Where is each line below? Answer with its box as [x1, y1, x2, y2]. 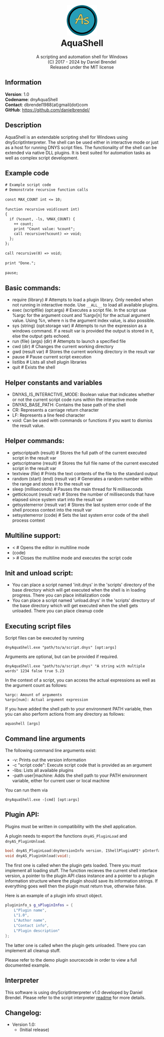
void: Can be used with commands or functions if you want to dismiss [12, 418, 153, 423]
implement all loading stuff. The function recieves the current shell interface [5, 867, 158, 873]
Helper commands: [5, 437, 65, 445]
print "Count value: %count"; [14, 226, 76, 232]
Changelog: [5, 1009, 41, 1017]
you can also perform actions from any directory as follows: [5, 711, 125, 717]
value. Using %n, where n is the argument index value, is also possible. [12, 318, 155, 324]
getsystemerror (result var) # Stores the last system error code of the [12, 502, 152, 507]
